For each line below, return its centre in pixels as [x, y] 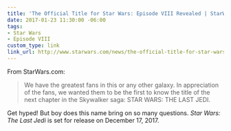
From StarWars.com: [36, 71]
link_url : [21, 52]
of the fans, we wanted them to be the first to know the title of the [117, 92]
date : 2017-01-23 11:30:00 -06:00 [57, 20]
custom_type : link [33, 46]
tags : [15, 26]
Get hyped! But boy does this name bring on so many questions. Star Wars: [114, 113]
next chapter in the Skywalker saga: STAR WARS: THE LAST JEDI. [117, 99]
